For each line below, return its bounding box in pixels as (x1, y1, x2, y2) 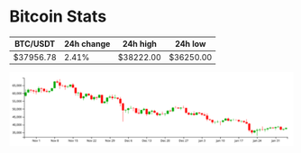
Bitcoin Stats (9, 6, 107, 27)
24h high (122, 39, 158, 49)
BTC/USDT (14, 39, 56, 49)
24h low (174, 39, 206, 49)
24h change (64, 39, 111, 49)
